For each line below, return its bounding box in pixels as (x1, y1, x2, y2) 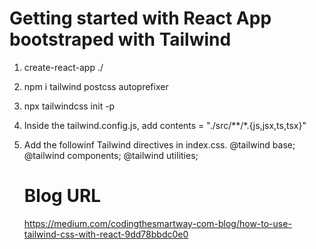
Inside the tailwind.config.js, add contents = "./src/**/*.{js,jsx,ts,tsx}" (23, 119, 307, 131)
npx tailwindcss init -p (23, 100, 116, 112)
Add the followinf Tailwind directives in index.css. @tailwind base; (23, 138, 296, 151)
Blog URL (23, 185, 102, 207)
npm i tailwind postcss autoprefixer (23, 80, 169, 92)
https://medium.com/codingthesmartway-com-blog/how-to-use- (23, 217, 292, 229)
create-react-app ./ (23, 61, 104, 73)
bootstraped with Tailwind (9, 28, 232, 51)
